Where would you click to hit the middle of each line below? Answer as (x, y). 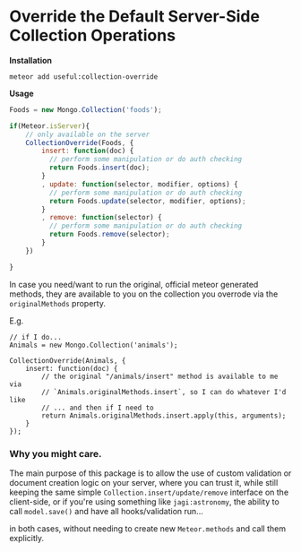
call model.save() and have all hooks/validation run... (106, 511)
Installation (30, 60)
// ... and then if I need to (98, 408)
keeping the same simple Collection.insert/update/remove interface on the (149, 492)
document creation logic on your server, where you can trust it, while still (144, 482)
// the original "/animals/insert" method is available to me (160, 376)
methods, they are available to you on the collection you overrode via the (144, 294)
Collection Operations (93, 35)
